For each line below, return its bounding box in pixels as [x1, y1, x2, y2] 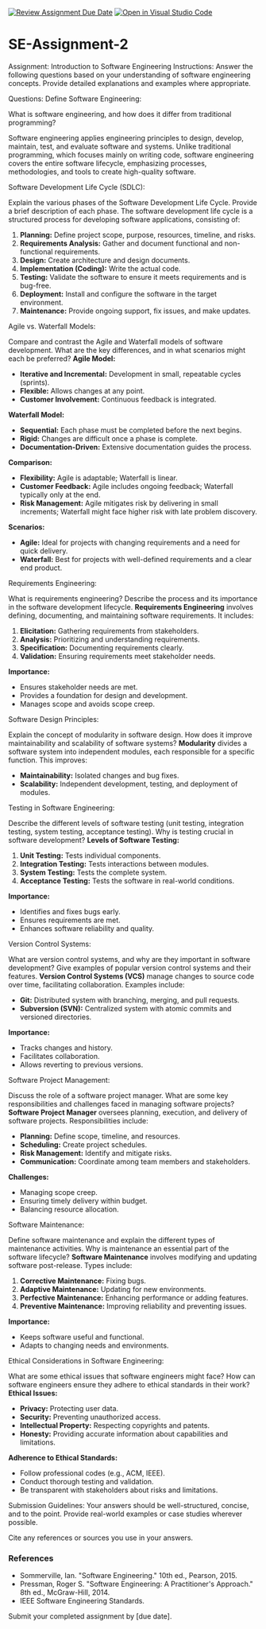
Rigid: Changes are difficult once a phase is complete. [19, 433, 199, 443]
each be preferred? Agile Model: [8, 354, 116, 363]
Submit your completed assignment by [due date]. [8, 1612, 172, 1621]
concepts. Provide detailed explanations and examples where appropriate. [8, 78, 252, 87]
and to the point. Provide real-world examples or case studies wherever [8, 1509, 243, 1518]
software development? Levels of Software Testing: [8, 835, 180, 844]
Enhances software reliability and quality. [19, 923, 155, 933]
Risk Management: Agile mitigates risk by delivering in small [19, 498, 218, 508]
